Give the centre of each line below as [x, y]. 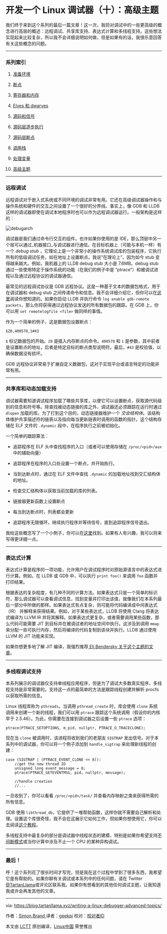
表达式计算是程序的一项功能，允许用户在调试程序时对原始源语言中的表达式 [82, 570]
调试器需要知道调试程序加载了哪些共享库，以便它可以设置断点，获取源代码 [82, 400]
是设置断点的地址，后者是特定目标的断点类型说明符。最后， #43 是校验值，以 [83, 347]
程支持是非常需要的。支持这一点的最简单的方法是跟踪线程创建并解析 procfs [82, 690]
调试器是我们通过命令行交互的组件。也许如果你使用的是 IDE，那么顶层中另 [82, 238]
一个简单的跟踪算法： [27, 436]
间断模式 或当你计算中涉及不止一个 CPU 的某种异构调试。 [64, 842]
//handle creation [33, 781]
